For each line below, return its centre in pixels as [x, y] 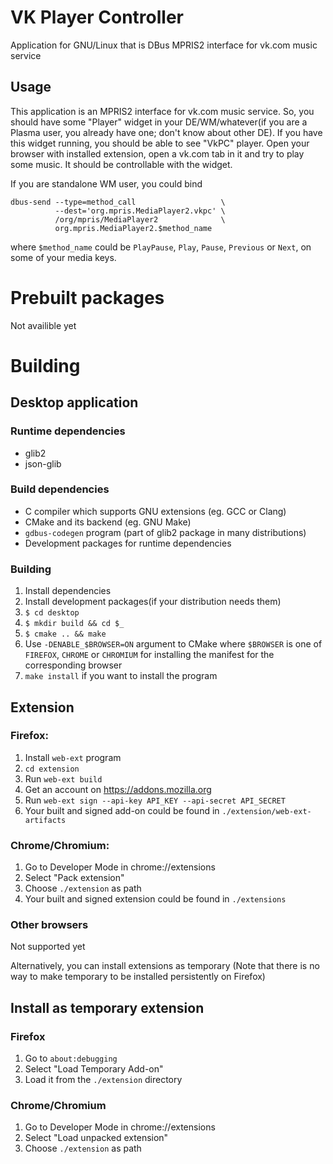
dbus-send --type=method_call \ [118, 202]
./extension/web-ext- [266, 811]
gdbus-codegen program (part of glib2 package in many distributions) [165, 532]
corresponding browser [73, 665]
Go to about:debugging [71, 1058]
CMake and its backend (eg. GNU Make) [108, 522]
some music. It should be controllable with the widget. [121, 164]
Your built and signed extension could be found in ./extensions [155, 899]
